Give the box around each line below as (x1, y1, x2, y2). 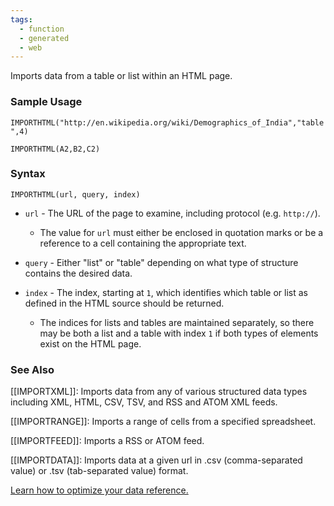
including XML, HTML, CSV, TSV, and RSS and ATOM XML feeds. (10, 396, 278, 408)
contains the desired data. (24, 267, 133, 279)
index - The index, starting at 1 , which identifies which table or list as (24, 286, 308, 298)
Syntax (10, 167, 46, 181)
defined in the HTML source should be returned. (24, 297, 225, 309)
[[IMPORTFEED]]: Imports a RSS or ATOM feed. (10, 435, 205, 447)
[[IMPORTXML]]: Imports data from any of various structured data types (10, 386, 308, 398)
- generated (19, 33, 70, 43)
